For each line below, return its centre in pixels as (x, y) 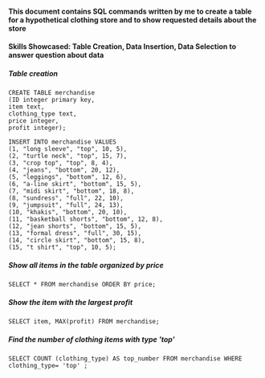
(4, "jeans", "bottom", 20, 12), (64, 170)
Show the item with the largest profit (71, 302)
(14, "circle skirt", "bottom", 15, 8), (77, 241)
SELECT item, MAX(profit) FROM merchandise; (84, 322)
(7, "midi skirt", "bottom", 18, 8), (71, 191)
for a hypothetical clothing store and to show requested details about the (132, 19)
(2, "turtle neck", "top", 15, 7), (68, 156)
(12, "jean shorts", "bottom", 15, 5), (75, 226)
